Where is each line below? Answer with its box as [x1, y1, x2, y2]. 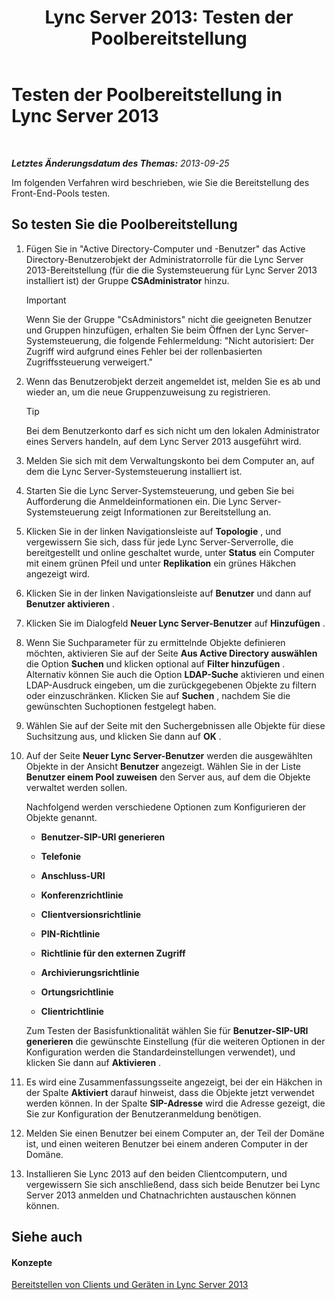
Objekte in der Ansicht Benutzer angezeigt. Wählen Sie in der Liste [25, 760, 301, 772]
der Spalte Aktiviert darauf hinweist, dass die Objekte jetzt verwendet [25, 1086, 315, 1098]
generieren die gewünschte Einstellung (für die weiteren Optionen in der [25, 1035, 326, 1047]
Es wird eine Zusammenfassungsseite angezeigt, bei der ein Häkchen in [25, 1076, 323, 1088]
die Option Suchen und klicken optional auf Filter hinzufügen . [25, 657, 286, 670]
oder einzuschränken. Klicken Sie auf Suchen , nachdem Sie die [25, 689, 291, 701]
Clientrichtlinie [40, 1005, 104, 1017]
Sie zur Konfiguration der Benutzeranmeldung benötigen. [25, 1107, 262, 1120]
